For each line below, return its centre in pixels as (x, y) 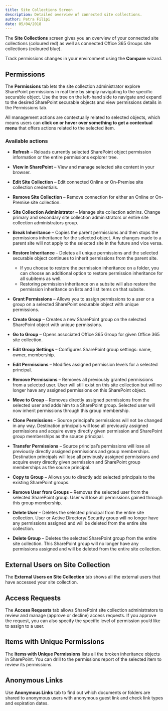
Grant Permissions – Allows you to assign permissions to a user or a (83, 299)
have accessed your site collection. (42, 582)
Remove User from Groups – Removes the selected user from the (80, 492)
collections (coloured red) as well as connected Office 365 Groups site (78, 44)
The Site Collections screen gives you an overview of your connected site (82, 38)
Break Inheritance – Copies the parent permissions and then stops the (85, 233)
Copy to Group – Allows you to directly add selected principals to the (84, 477)
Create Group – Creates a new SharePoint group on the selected (79, 320)
